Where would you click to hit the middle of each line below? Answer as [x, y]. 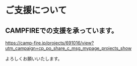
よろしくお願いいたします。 [34, 59]
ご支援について [36, 10]
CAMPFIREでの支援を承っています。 [62, 30]
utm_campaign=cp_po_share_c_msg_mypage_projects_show [68, 48]
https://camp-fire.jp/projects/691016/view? [50, 43]
